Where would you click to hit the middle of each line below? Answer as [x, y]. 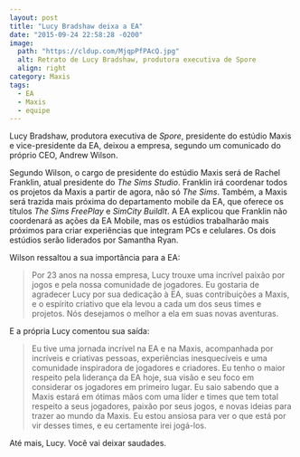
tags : [19, 85]
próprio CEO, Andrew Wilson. [64, 156]
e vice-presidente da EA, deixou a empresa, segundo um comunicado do [145, 146]
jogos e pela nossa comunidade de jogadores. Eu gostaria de [145, 285]
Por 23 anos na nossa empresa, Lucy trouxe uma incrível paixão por [158, 275]
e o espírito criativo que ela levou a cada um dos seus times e [146, 304]
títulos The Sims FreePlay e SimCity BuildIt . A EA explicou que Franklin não [148, 211]
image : [22, 43]
